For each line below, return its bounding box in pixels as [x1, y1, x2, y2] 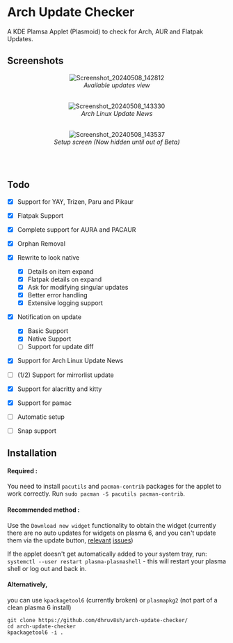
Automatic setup [17, 413, 65, 421]
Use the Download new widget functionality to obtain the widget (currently [7, 521, 217, 529]
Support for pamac [17, 399, 72, 407]
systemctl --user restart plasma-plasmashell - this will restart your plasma [7, 556, 227, 566]
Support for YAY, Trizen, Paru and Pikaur [17, 197, 134, 206]
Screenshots [7, 55, 64, 67]
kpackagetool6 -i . [7, 629, 64, 636]
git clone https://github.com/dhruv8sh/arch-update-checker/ [7, 616, 188, 623]
